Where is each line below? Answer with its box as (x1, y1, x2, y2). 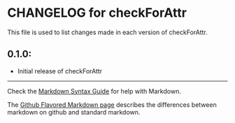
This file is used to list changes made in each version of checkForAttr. (7, 28, 208, 36)
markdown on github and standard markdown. (7, 108, 141, 116)
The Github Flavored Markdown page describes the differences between (7, 100, 217, 109)
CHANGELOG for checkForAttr (7, 5, 187, 21)
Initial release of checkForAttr (17, 66, 103, 75)
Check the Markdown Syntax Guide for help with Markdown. (7, 87, 182, 95)
